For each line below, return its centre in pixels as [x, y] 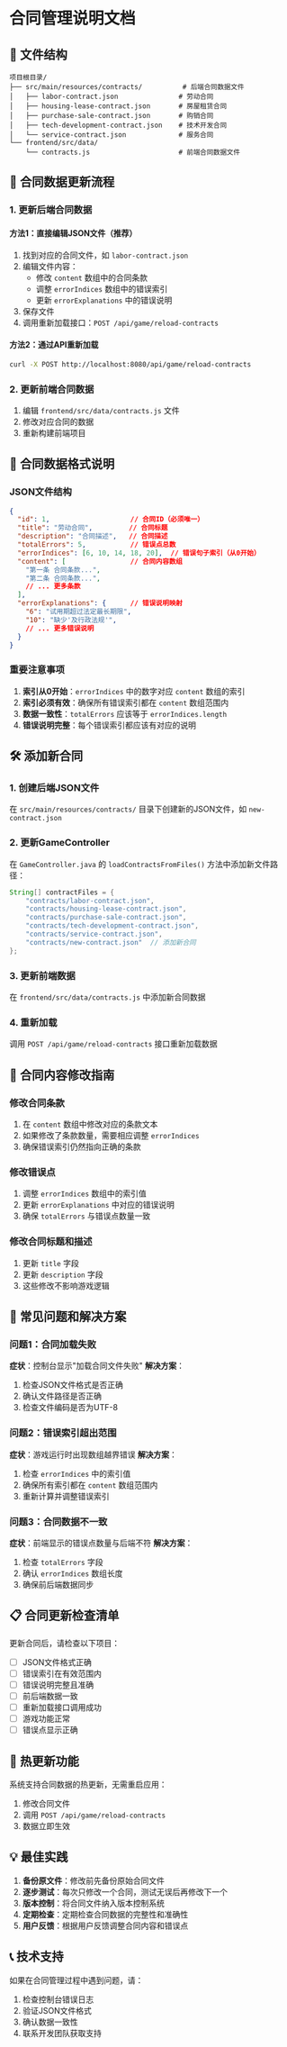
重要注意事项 [37, 670]
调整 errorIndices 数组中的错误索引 [102, 288]
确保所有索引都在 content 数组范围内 [90, 1485]
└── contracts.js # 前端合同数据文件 [133, 152]
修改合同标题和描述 [51, 1242]
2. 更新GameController [60, 843]
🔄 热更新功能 [44, 1761]
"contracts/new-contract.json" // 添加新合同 [111, 942]
